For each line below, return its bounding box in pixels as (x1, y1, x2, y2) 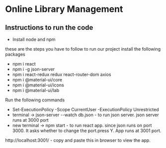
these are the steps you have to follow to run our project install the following (5, 46, 161, 52)
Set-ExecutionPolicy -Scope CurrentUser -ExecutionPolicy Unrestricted (12, 107, 159, 112)
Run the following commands (5, 97, 65, 103)
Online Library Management (5, 3, 123, 15)
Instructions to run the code (5, 23, 93, 32)
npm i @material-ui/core (12, 77, 63, 82)
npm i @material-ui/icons (12, 82, 65, 88)
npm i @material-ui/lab (12, 87, 60, 93)
